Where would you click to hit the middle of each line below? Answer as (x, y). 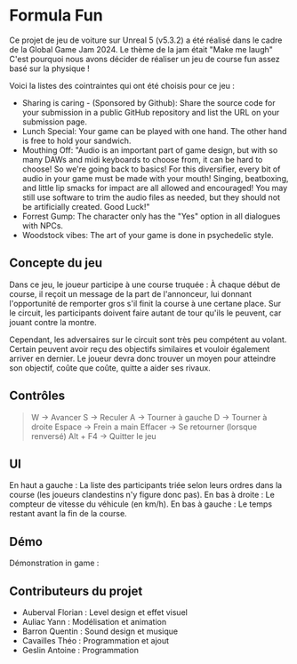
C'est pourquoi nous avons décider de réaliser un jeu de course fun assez (144, 59)
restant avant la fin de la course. (68, 514)
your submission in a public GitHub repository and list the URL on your (151, 112)
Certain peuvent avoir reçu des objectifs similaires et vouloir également (140, 348)
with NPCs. (43, 225)
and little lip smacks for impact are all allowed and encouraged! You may (155, 188)
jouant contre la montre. (53, 322)
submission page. (54, 122)
